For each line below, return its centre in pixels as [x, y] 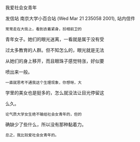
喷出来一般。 [19, 72]
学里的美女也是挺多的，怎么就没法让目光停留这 [55, 93]
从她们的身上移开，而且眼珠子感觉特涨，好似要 [55, 61]
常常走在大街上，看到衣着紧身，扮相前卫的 [44, 29]
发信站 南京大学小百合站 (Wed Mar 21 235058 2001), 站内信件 [70, 18]
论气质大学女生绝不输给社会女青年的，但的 [44, 114]
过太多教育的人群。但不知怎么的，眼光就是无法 [55, 50]
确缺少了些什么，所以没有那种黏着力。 [46, 124]
